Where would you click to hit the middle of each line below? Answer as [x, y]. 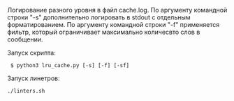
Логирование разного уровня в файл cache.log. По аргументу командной [117, 10]
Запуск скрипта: [31, 53]
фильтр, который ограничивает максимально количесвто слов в [104, 32]
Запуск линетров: [34, 78]
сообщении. [25, 39]
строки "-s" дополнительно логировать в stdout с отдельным [99, 17]
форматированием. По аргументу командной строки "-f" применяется [114, 25]
